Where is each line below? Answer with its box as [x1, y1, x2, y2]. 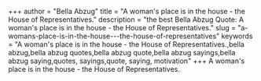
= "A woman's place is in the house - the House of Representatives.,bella [8, 40, 245, 49]
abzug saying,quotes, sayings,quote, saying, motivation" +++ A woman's [8, 56, 245, 65]
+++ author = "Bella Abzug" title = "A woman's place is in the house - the [8, 7, 245, 16]
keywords [221, 31, 253, 40]
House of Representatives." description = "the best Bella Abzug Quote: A [8, 15, 244, 24]
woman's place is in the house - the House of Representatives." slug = [8, 23, 236, 32]
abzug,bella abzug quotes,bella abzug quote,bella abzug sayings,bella [8, 48, 236, 57]
